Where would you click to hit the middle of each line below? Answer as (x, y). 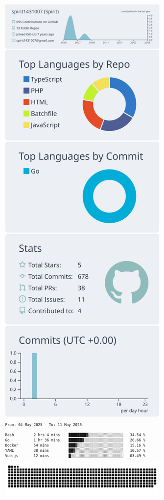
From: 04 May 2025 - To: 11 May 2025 (44, 425)
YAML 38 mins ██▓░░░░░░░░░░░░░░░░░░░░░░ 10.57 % (75, 450)
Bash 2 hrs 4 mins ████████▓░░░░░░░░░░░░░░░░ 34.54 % (75, 435)
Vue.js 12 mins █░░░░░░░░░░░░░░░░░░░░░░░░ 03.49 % (75, 456)
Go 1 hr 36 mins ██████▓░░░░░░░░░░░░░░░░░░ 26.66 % (75, 440)
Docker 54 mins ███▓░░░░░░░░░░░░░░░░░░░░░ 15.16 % (75, 445)
